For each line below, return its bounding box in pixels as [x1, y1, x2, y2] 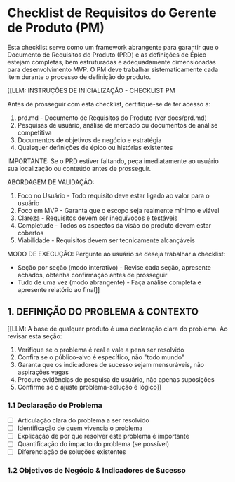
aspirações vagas [17, 368, 69, 376]
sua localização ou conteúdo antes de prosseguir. [7, 164, 152, 172]
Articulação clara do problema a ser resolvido [17, 416, 149, 425]
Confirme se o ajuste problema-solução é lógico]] [17, 383, 162, 391]
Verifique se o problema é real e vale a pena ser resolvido [17, 345, 184, 354]
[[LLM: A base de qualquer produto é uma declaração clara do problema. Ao [7, 324, 228, 333]
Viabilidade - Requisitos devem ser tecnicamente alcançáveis [17, 236, 195, 245]
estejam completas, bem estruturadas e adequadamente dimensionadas [7, 57, 216, 66]
